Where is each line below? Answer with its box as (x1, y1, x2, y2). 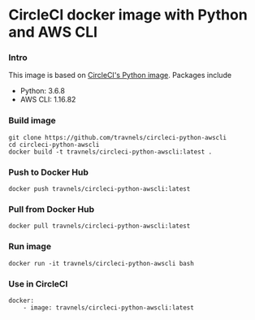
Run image (8, 241, 51, 253)
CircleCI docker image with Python (8, 6, 248, 24)
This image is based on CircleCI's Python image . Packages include (8, 71, 232, 80)
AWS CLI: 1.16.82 (19, 95, 76, 105)
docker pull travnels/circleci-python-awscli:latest (8, 222, 191, 231)
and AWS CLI (8, 23, 98, 41)
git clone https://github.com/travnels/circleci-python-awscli (8, 133, 227, 141)
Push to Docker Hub (8, 166, 89, 178)
